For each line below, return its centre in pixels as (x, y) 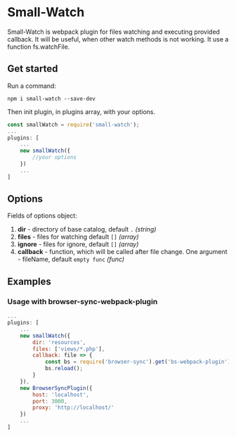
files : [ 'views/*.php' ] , (69, 349)
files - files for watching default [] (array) (78, 237)
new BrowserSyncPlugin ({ (56, 388)
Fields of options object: (42, 216)
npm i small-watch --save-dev (52, 99)
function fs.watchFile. (39, 46)
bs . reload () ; (64, 369)
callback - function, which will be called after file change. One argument (122, 252)
